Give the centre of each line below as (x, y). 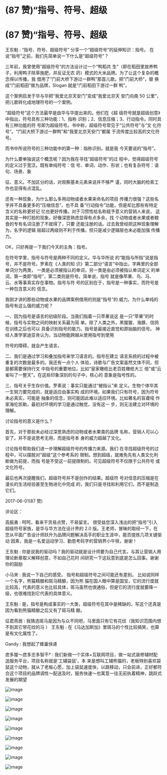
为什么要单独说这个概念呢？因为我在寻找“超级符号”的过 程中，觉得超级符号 (82, 159)
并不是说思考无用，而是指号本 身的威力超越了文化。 (71, 438)
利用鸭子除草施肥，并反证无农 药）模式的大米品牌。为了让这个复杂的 (84, 73)
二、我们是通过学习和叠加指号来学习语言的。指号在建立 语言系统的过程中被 (82, 356)
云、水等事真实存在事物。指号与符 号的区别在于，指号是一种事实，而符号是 (82, 283)
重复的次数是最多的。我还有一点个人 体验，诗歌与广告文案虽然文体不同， (80, 363)
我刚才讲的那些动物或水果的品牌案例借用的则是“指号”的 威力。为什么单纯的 (82, 300)
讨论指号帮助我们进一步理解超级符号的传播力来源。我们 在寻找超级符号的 (80, 449)
